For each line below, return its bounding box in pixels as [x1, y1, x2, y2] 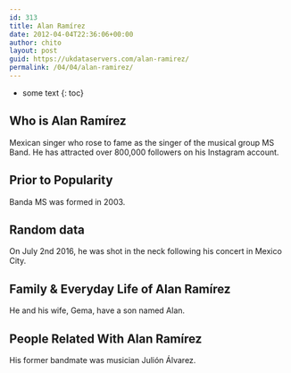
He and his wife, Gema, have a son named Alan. [9, 305, 186, 316]
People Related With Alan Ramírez [9, 331, 203, 346]
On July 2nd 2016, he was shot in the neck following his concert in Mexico [9, 246, 283, 257]
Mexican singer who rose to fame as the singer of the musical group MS [9, 137, 275, 148]
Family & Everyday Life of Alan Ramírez [9, 281, 231, 296]
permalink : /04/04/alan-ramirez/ [9, 64, 134, 72]
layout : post [9, 47, 58, 55]
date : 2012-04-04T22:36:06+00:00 [9, 30, 134, 38]
